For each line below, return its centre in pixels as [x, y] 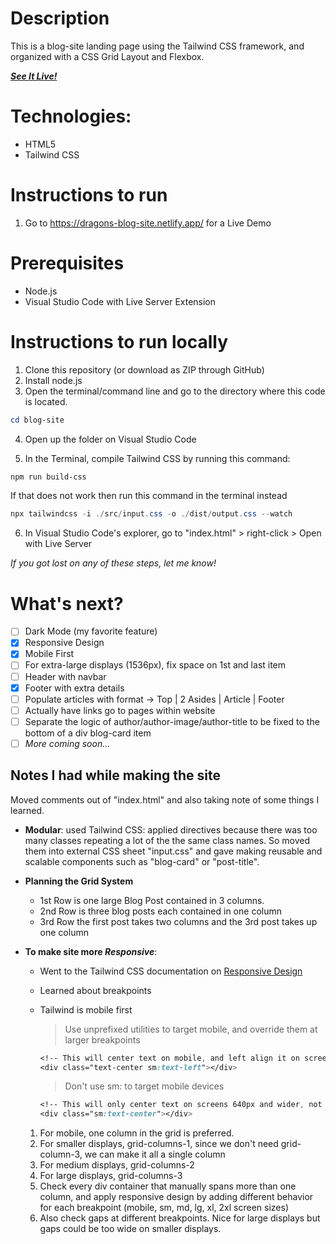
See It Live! [34, 76]
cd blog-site [37, 420]
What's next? [67, 603]
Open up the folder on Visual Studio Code [110, 439]
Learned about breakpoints [95, 990]
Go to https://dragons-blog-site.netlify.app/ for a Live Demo [148, 223]
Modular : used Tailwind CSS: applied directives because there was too [171, 829]
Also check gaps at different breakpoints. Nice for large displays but [180, 1218]
